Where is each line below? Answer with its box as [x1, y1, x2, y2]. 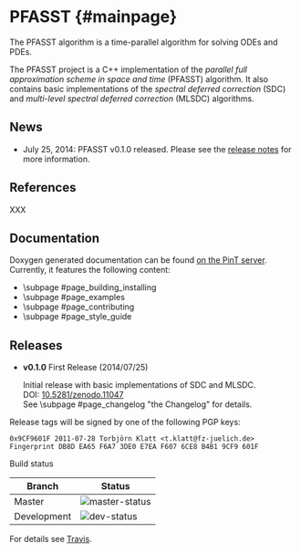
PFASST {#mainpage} [9, 6, 178, 27]
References [9, 180, 77, 195]
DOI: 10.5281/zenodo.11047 [22, 390, 124, 401]
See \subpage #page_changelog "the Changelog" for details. [22, 399, 253, 410]
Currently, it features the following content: [9, 265, 171, 276]
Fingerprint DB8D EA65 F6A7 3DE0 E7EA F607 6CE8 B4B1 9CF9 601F [9, 443, 259, 452]
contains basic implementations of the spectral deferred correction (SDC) [9, 83, 286, 94]
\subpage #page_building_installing [22, 282, 157, 293]
